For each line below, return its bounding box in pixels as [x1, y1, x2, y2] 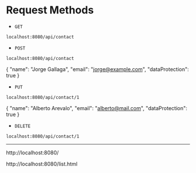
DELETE [14, 123, 31, 129]
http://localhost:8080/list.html [6, 160, 78, 167]
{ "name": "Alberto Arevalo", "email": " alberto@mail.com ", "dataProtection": [6, 104, 188, 111]
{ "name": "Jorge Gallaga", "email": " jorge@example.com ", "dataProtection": [6, 65, 190, 73]
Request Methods [6, 3, 94, 17]
